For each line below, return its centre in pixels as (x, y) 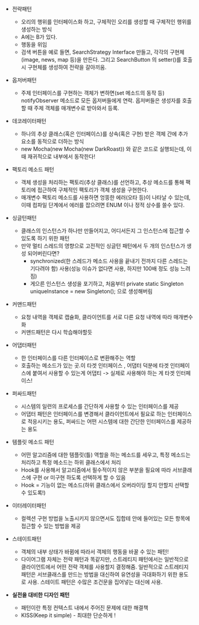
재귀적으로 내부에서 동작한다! (61, 157)
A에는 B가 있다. (39, 37)
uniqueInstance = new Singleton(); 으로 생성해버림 (91, 291)
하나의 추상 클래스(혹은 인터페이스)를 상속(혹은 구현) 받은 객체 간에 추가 (104, 134)
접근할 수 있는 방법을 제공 (51, 526)
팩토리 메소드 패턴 (33, 169)
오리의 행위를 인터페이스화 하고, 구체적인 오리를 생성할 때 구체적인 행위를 (106, 22)
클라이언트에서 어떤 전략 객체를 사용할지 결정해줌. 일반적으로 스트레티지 (105, 567)
